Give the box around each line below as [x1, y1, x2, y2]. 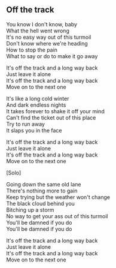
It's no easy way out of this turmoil [6, 33, 91, 41]
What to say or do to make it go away [6, 52, 98, 59]
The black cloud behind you [6, 200, 75, 207]
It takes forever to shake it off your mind [6, 107, 105, 115]
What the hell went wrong [6, 27, 70, 34]
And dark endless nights [6, 101, 66, 109]
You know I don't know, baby [6, 20, 78, 28]
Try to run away [6, 120, 45, 128]
